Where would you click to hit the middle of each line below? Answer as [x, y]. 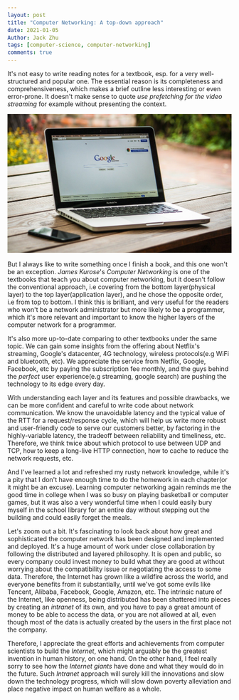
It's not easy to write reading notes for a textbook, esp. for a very [103, 74]
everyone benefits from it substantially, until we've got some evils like [109, 585]
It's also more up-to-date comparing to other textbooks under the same [112, 339]
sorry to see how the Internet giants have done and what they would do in [116, 667]
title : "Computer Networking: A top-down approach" [85, 22]
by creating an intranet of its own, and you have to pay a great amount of [115, 607]
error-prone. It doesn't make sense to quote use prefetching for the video [115, 96]
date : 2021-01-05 [33, 30]
